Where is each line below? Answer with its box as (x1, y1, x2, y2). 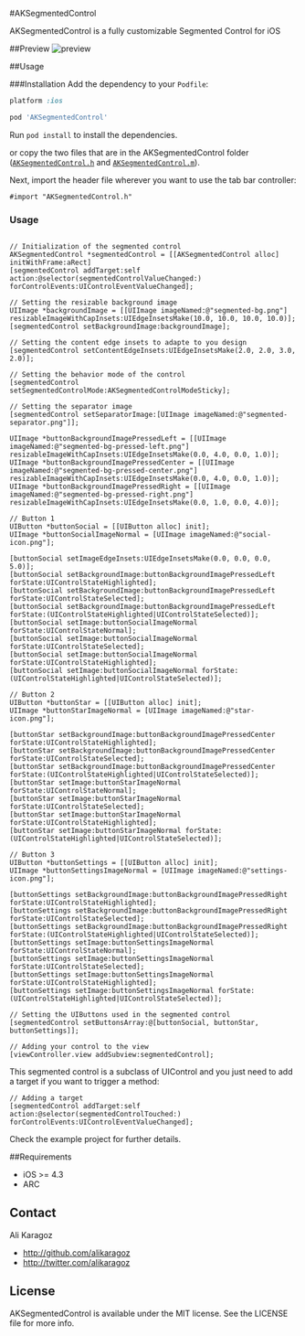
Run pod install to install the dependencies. (9, 129, 178, 140)
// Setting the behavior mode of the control (9, 370, 185, 379)
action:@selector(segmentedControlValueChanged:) (9, 274, 203, 283)
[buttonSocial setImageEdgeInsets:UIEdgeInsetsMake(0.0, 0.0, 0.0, (9, 554, 272, 563)
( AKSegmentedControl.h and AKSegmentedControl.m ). (9, 156, 201, 167)
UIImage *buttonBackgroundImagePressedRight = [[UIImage (9, 482, 231, 492)
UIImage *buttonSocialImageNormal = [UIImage (9, 530, 185, 540)
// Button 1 (9, 514, 55, 524)
